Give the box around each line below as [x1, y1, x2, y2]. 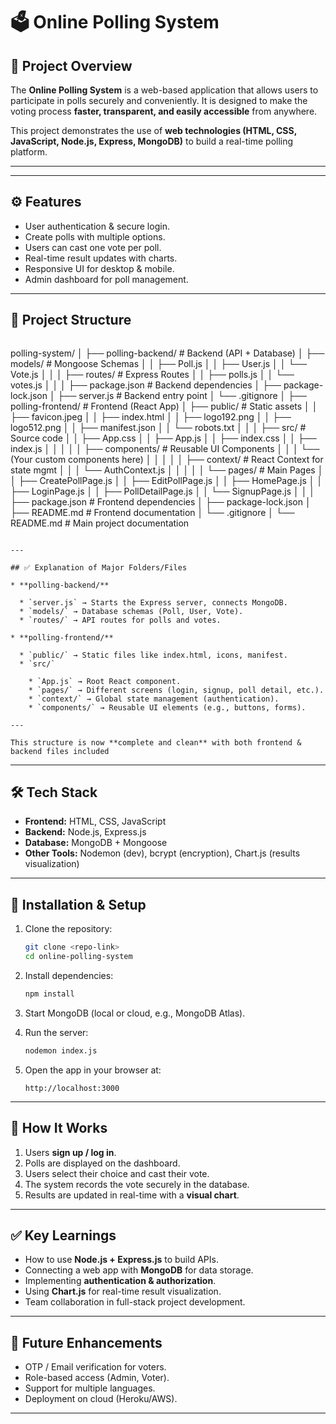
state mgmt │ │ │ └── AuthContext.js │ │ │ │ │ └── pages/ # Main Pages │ [10, 464, 324, 476]
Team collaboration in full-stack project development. [24, 1296, 246, 1308]
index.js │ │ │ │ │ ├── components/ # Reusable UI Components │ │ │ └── [10, 442, 320, 454]
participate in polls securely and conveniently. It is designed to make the [10, 95, 308, 106]
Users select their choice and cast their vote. [24, 1167, 210, 1179]
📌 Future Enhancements [10, 1334, 163, 1351]
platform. [10, 146, 48, 158]
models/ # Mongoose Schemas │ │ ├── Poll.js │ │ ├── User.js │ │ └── [10, 357, 308, 369]
